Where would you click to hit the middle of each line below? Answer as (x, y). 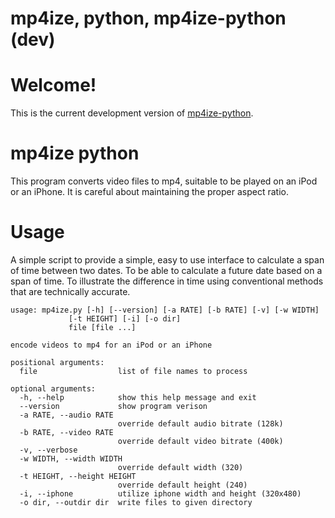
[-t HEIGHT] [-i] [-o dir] (125, 319)
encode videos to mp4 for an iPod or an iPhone (111, 345)
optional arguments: (53, 389)
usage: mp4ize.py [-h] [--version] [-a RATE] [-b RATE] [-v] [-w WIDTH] (165, 310)
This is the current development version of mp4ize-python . (132, 113)
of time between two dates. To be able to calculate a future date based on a (166, 270)
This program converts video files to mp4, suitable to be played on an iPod (164, 181)
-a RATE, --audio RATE (66, 415)
